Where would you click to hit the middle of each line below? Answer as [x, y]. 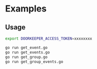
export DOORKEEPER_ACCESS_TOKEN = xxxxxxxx [49, 38]
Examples [26, 9]
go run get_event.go [27, 47]
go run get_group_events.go [34, 61]
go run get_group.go [27, 57]
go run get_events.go [28, 52]
